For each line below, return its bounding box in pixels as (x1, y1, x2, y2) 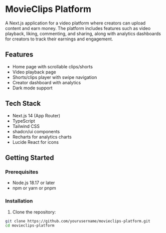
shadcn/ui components (12, 128, 60, 134)
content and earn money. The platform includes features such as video (5, 25, 151, 31)
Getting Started (5, 153, 54, 162)
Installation (5, 198, 33, 205)
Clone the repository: (12, 209, 56, 215)
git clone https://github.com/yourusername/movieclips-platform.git (5, 219, 151, 224)
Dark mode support (12, 85, 53, 91)
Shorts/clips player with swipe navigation (12, 74, 97, 80)
